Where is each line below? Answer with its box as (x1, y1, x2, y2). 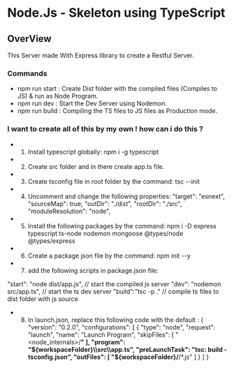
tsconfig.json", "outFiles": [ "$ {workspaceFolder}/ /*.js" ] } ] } (27, 353, 210, 361)
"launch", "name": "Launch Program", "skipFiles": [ (27, 330, 175, 339)
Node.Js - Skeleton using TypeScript (7, 5, 226, 21)
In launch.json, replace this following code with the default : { (27, 316, 204, 324)
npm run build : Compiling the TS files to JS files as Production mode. (17, 107, 218, 115)
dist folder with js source (7, 295, 78, 303)
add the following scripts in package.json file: (27, 266, 159, 274)
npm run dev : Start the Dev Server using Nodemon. (17, 99, 168, 108)
